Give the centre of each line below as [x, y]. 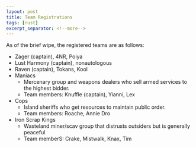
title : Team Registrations [39, 17]
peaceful [34, 133]
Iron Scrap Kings [35, 120]
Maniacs [25, 75]
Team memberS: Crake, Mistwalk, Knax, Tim [78, 139]
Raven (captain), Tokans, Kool [51, 70]
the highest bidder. [46, 88]
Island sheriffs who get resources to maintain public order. [94, 107]
